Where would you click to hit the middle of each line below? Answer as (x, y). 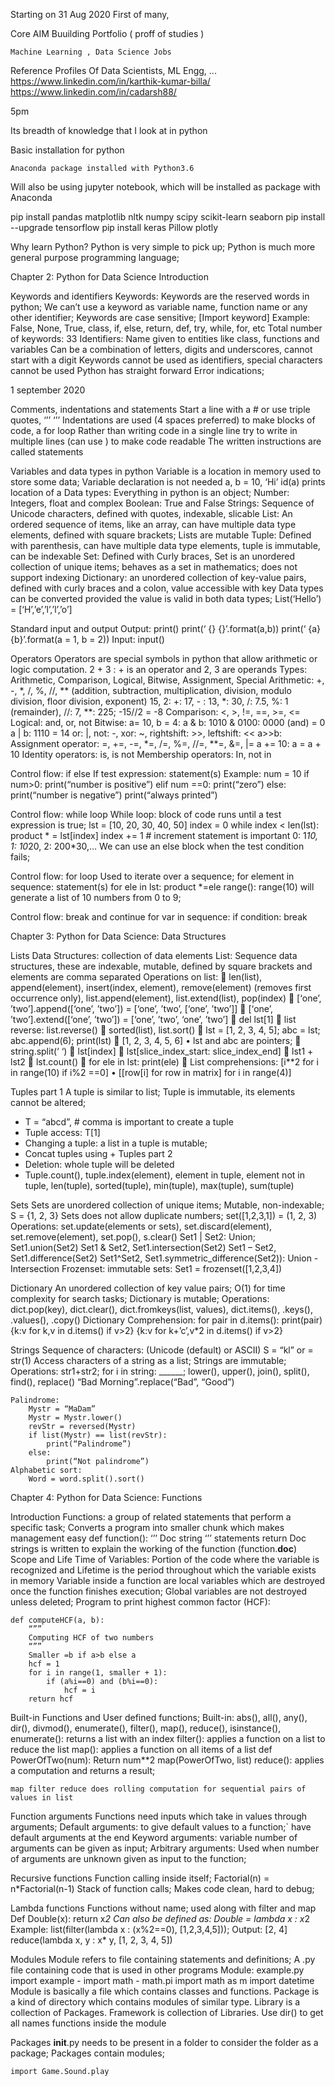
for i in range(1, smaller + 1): (98, 1673)
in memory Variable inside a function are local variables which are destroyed (168, 1580)
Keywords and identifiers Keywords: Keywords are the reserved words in (160, 296)
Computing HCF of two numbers (91, 1638)
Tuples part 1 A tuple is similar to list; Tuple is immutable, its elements (153, 1092)
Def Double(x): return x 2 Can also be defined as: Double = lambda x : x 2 (160, 1918)
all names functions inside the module (88, 2023)
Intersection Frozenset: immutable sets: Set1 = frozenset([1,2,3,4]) (146, 1268)
